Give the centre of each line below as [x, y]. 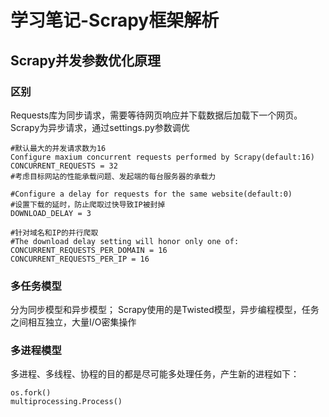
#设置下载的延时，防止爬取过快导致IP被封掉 [88, 204]
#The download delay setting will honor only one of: [125, 241]
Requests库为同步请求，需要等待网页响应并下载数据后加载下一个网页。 [156, 115]
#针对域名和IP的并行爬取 [54, 232]
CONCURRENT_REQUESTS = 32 [64, 166]
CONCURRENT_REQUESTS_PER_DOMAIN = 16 [89, 250]
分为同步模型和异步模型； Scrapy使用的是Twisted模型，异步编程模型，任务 [165, 310]
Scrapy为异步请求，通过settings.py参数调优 [100, 127]
